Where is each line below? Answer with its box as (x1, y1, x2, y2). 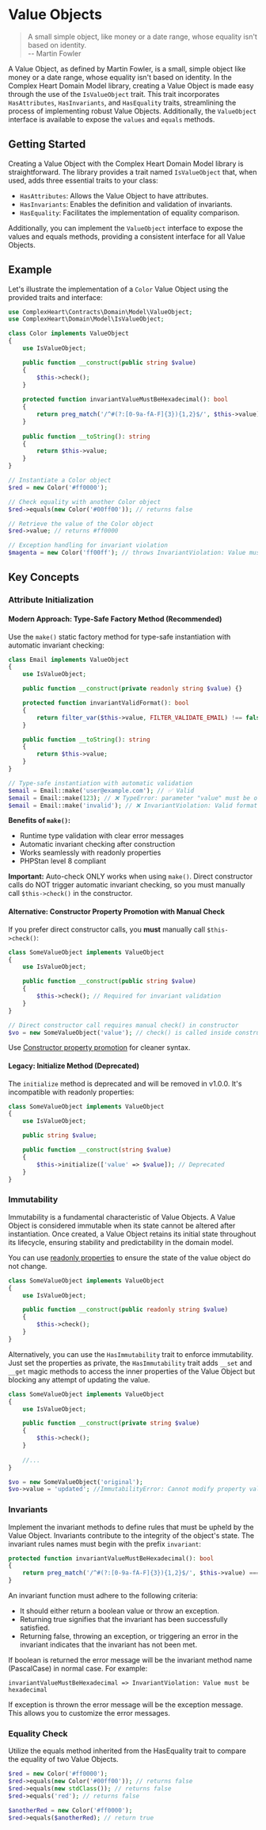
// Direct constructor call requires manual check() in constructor (8, 1021, 239, 1029)
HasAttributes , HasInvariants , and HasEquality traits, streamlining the (8, 98, 237, 107)
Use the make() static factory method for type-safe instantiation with (8, 632, 231, 641)
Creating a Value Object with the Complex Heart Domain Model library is (8, 159, 244, 168)
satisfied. (19, 1623, 50, 1632)
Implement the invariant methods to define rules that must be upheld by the (8, 1522, 255, 1532)
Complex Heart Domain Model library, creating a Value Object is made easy (8, 81, 254, 90)
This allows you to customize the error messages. (8, 1709, 170, 1718)
